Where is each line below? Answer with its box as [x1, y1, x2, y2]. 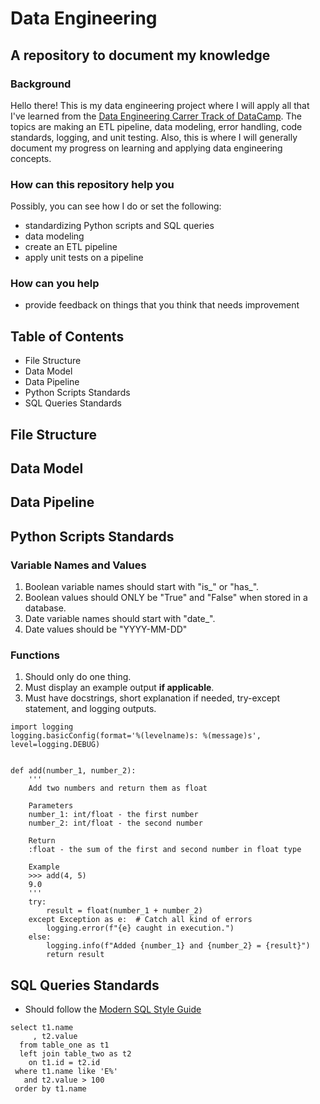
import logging [10, 722, 74, 732]
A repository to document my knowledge [10, 47, 271, 64]
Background [10, 77, 72, 91]
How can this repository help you [10, 177, 175, 191]
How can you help [10, 277, 100, 291]
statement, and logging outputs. [24, 703, 157, 715]
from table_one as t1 [19, 1040, 110, 1051]
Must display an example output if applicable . [24, 682, 215, 694]
